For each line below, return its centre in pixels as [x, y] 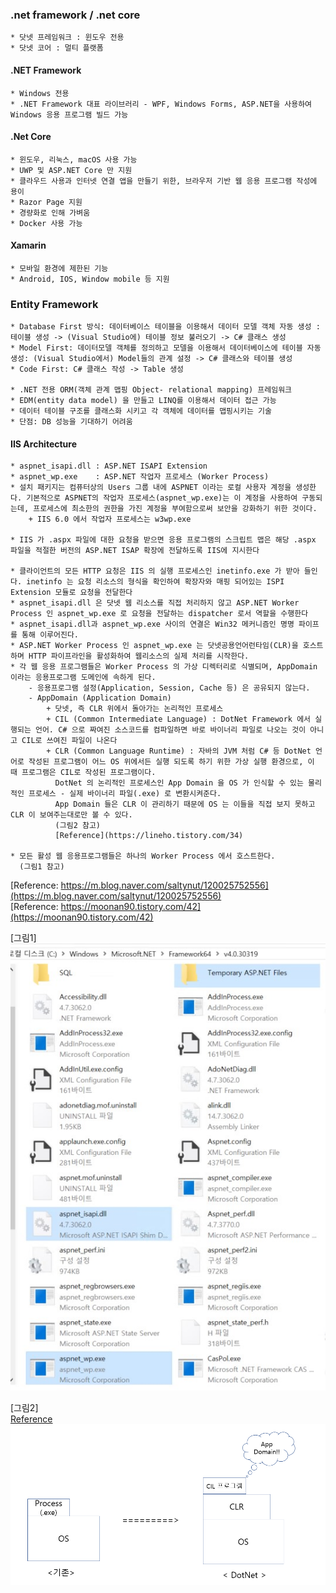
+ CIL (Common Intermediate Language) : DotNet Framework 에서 [179, 719]
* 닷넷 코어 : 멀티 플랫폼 [57, 48]
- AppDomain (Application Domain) [100, 698]
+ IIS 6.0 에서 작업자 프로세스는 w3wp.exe [110, 519]
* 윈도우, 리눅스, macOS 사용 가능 [74, 159]
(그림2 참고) [77, 826]
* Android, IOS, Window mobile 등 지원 [90, 279]
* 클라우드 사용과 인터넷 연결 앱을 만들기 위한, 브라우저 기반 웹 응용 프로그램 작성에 [164, 181]
